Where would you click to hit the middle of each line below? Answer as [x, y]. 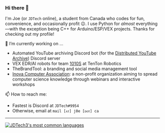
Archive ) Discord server [36, 58]
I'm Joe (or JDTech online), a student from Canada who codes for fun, [75, 19]
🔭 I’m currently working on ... [34, 44]
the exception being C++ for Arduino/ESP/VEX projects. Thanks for [87, 29]
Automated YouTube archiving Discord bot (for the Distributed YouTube [84, 53]
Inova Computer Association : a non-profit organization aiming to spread [85, 74]
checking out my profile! [30, 34]
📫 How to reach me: [26, 94]
